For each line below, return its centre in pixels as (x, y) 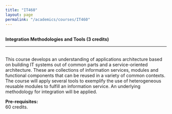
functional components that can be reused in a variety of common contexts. (85, 76)
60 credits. (17, 107)
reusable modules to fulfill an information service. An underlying (73, 87)
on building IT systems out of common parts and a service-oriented (77, 65)
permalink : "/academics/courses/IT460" (48, 19)
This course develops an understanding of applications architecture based (84, 60)
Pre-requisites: (22, 102)
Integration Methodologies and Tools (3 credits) (57, 39)
